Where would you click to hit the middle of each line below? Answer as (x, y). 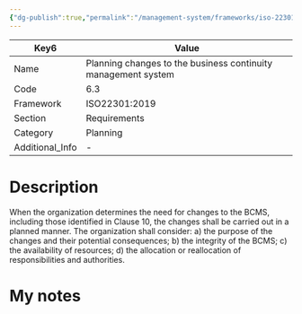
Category (34, 133)
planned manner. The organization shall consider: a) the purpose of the (141, 231)
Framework (38, 103)
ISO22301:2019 (121, 103)
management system (130, 74)
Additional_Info (46, 147)
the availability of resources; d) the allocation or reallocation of (125, 250)
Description (54, 187)
